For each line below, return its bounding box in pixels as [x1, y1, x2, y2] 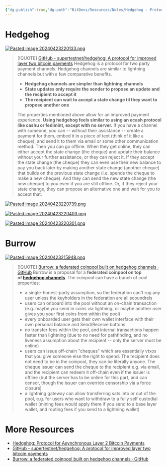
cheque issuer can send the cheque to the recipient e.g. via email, [24, 364, 160, 370]
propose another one [24, 102, 70, 108]
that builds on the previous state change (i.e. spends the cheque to [17, 170, 155, 176]
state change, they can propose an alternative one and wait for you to [17, 186, 161, 192]
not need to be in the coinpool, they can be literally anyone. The [24, 358, 156, 365]
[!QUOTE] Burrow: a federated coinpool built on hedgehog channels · [17, 264, 159, 270]
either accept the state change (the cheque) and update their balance [17, 148, 160, 155]
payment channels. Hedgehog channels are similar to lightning [17, 65, 146, 71]
